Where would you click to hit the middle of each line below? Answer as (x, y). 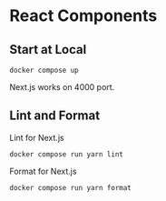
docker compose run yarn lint (67, 154)
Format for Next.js (43, 171)
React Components (83, 16)
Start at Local (48, 50)
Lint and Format (55, 116)
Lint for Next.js (37, 137)
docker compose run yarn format (70, 187)
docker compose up (44, 70)
